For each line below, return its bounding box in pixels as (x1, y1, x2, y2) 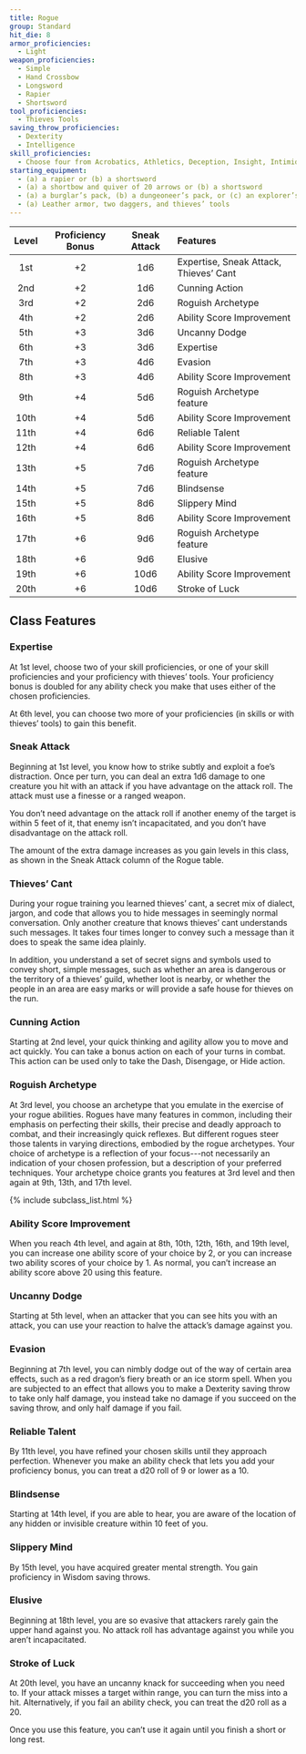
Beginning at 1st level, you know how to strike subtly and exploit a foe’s (9, 761, 276, 772)
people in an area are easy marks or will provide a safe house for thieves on (9, 983, 294, 994)
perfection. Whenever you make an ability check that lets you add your (9, 1455, 275, 1466)
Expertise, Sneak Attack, (177, 255, 282, 268)
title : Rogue (9, 13, 59, 23)
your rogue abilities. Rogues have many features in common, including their (9, 1109, 293, 1120)
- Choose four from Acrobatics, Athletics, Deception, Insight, (17, 157, 267, 167)
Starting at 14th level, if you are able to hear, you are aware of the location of (9, 1509, 297, 1520)
